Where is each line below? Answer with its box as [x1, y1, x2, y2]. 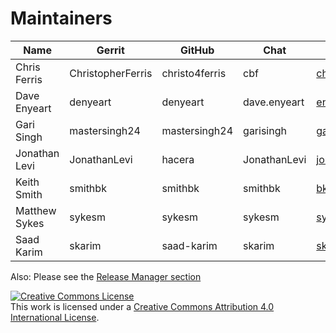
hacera [161, 152, 195, 166]
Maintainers [10, 7, 113, 30]
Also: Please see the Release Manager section [10, 270, 202, 282]
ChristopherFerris [69, 66, 153, 80]
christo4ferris [161, 66, 227, 80]
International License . [10, 311, 100, 323]
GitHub [180, 43, 215, 57]
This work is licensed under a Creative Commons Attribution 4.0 [10, 300, 275, 312]
